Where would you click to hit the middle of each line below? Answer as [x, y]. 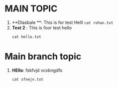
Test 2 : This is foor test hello [42, 27]
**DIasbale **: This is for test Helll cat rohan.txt [62, 22]
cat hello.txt [26, 37]
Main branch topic [43, 56]
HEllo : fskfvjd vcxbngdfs [37, 70]
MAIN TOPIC [31, 9]
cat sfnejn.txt [28, 79]
